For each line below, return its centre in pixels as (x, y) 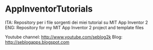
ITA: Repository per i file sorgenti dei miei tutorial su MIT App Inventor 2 (76, 22)
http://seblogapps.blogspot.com (37, 42)
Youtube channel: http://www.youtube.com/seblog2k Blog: (64, 37)
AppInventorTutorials (49, 9)
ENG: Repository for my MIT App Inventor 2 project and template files (75, 27)
